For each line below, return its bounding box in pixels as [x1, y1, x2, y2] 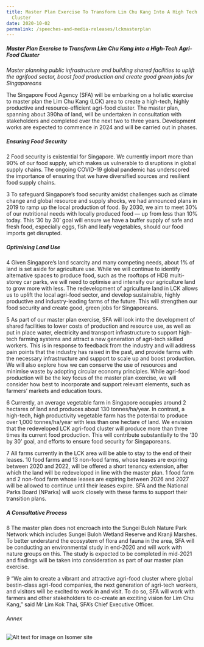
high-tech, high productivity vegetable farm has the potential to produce [6, 412, 188, 419]
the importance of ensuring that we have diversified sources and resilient [6, 172, 190, 180]
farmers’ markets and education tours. [6, 387, 102, 395]
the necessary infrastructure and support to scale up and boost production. [6, 355, 196, 362]
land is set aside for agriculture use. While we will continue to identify [6, 266, 181, 273]
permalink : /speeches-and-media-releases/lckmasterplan [6, 26, 151, 32]
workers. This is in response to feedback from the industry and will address [6, 342, 196, 349]
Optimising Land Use [6, 243, 61, 250]
